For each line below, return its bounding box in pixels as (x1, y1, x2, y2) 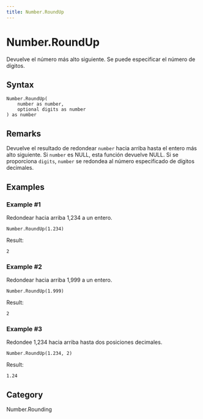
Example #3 (6, 325, 43, 333)
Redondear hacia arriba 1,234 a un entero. (6, 214, 113, 221)
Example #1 (6, 200, 41, 208)
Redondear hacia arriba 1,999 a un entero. (6, 276, 113, 284)
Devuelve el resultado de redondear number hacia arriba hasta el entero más (6, 145, 197, 152)
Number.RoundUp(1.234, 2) (6, 351, 72, 357)
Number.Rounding (6, 406, 52, 413)
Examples (6, 181, 45, 192)
